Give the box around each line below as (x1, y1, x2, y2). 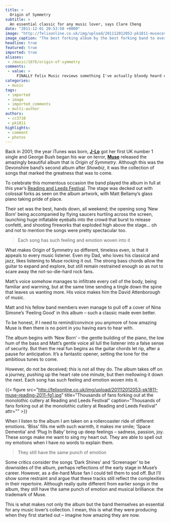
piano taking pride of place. (5, 196, 63, 202)
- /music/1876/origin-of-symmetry (7, 59, 80, 64)
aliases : (5, 54, 24, 60)
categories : (5, 78, 30, 83)
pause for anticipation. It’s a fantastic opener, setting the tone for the (5, 351, 148, 357)
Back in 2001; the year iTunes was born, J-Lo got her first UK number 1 (5, 148, 153, 155)
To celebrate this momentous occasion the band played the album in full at (5, 180, 161, 186)
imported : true (5, 50, 37, 55)
